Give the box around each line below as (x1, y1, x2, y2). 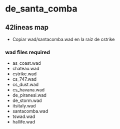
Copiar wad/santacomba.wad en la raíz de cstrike (12, 36, 115, 42)
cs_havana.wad (12, 87, 45, 93)
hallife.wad (12, 119, 35, 125)
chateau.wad (12, 66, 39, 72)
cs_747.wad (12, 76, 36, 82)
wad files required (5, 49, 50, 56)
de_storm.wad (12, 97, 42, 103)
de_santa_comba (5, 3, 77, 15)
